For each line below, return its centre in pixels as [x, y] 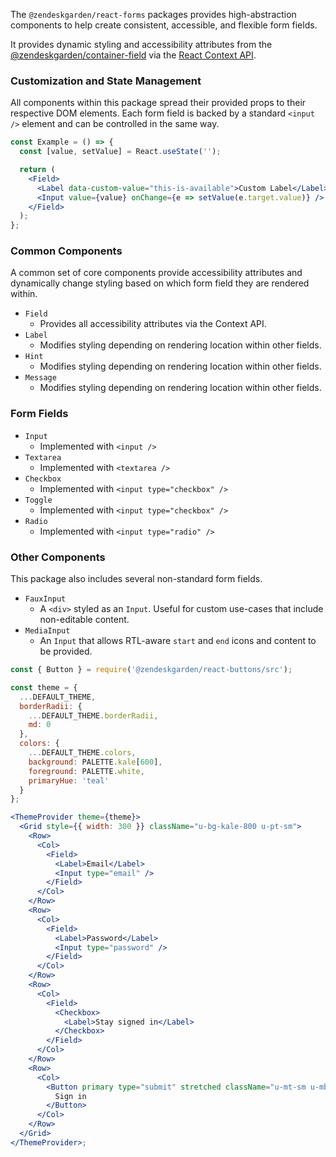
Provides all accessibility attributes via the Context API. [153, 324]
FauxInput [45, 599]
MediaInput [47, 631]
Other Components [58, 557]
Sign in [70, 1096]
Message [40, 378]
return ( [37, 170]
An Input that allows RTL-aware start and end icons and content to [178, 641]
